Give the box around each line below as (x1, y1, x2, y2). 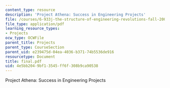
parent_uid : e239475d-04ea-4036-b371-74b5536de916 (5, 49, 114, 54)
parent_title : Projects (5, 40, 56, 45)
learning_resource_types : (5, 26, 60, 31)
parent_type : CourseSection (5, 45, 65, 50)
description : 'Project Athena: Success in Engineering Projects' (5, 12, 146, 17)
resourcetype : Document (5, 54, 56, 59)
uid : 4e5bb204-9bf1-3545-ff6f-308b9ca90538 (5, 63, 99, 68)
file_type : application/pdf (5, 21, 65, 27)
